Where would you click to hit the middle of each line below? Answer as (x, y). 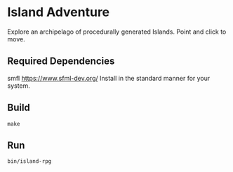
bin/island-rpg (29, 161)
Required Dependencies (61, 61)
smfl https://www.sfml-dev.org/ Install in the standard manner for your (109, 78)
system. (19, 86)
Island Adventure (59, 12)
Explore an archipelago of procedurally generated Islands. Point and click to (117, 32)
